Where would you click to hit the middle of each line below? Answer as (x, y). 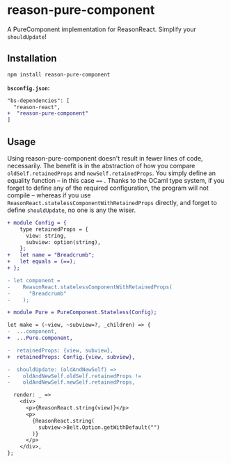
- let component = (34, 280)
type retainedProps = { (54, 229)
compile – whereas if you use (49, 195)
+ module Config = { (37, 222)
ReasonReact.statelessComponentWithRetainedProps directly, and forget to (112, 202)
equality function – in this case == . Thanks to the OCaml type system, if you (116, 180)
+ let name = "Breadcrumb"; (51, 255)
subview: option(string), (63, 242)
